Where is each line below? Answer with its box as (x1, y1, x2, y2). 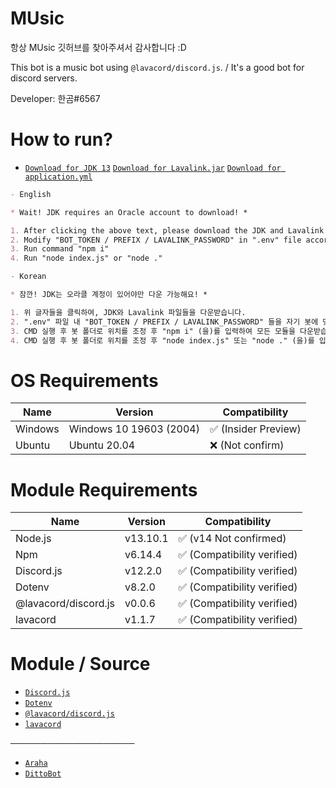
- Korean (10, 272, 47, 282)
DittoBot (24, 769, 62, 779)
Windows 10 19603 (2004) (68, 422, 200, 436)
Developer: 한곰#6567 (10, 92, 101, 104)
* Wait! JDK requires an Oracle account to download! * (10, 207, 248, 217)
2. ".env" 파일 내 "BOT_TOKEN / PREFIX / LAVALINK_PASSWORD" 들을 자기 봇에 (10, 317, 319, 327)
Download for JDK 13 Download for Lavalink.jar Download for (24, 163, 282, 173)
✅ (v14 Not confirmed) (178, 532, 287, 546)
